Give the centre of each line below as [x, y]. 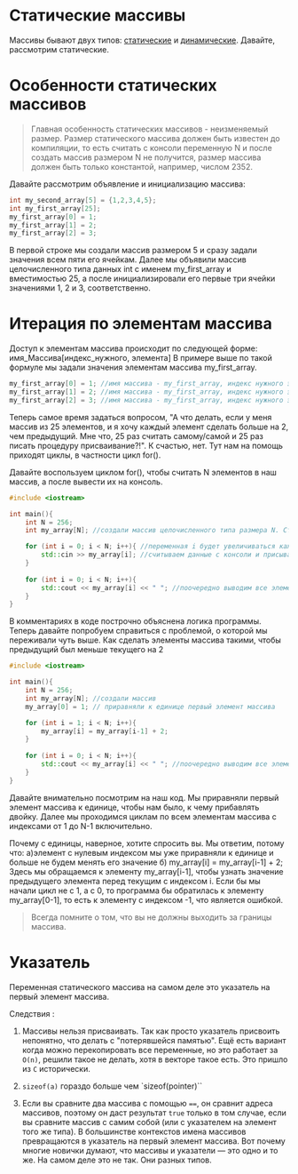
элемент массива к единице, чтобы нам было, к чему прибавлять [134, 807]
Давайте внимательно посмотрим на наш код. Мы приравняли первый [144, 797]
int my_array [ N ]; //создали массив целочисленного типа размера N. [152, 531]
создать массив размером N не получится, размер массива [146, 157]
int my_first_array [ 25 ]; [55, 208]
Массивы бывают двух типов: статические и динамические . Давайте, [142, 40]
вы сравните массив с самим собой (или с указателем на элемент [149, 1122]
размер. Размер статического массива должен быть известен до [156, 138]
